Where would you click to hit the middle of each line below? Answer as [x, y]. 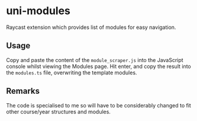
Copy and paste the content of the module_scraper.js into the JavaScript [95, 60]
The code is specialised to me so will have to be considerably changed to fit [98, 105]
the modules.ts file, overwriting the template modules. [72, 73]
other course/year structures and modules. [59, 112]
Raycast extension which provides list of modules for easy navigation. [91, 27]
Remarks [23, 91]
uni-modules [38, 11]
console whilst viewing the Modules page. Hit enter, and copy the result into [98, 66]
